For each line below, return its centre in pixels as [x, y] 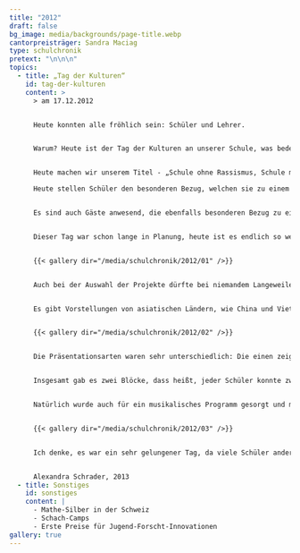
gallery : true [36, 535]
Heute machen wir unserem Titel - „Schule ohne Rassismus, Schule [159, 173]
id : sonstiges [51, 493]
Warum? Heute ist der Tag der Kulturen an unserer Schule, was [153, 149]
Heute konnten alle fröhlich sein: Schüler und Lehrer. [139, 125]
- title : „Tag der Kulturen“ [71, 76]
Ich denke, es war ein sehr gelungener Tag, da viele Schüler [151, 453]
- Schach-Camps [61, 518]
